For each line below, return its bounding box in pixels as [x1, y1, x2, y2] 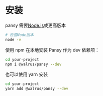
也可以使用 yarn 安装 [5, 71, 48, 77]
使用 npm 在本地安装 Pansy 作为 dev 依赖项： [5, 46, 99, 53]
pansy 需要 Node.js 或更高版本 [5, 22, 66, 28]
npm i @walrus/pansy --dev [5, 62, 62, 67]
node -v [5, 37, 22, 42]
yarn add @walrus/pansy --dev [5, 86, 69, 91]
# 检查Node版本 [5, 32, 34, 37]
